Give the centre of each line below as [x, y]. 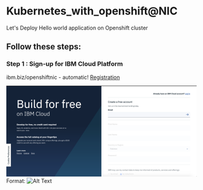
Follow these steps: [44, 47]
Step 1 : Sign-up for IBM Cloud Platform [65, 64]
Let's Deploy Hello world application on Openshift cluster [77, 28]
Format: [16, 181]
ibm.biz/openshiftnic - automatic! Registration [63, 77]
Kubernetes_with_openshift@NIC [92, 11]
